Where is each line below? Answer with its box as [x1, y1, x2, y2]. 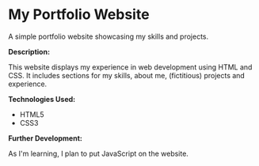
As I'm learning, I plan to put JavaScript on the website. [8, 149, 189, 158]
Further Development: [8, 133, 83, 143]
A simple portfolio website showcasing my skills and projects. [8, 32, 209, 41]
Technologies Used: [8, 94, 76, 104]
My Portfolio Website [8, 6, 150, 24]
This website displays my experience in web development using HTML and [8, 62, 253, 72]
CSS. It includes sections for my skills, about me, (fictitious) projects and [8, 70, 246, 80]
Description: [8, 47, 50, 56]
